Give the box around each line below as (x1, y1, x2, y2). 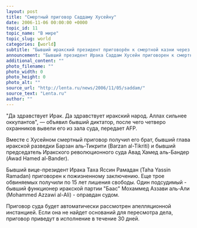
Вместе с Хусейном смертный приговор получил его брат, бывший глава (6, 136, 191, 143)
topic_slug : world (6, 36, 51, 42)
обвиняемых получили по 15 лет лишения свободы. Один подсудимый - (6, 179, 187, 186)
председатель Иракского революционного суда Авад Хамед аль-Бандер (6, 148, 189, 156)
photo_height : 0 (6, 74, 46, 80)
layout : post (6, 8, 38, 15)
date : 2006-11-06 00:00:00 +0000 (6, 19, 88, 25)
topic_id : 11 (6, 25, 38, 31)
